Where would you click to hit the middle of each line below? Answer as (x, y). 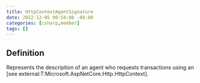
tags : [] (17, 29)
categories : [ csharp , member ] (43, 23)
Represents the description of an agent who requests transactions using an (100, 67)
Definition (25, 53)
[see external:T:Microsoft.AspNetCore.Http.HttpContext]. (78, 74)
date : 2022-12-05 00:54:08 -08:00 (50, 17)
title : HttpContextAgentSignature (50, 12)
